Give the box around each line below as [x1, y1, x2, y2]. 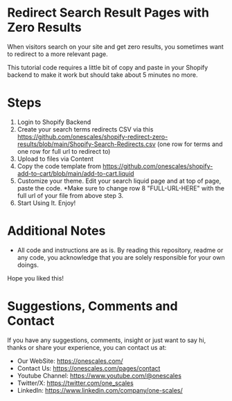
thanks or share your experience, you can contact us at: [7, 343, 167, 351]
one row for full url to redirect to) [17, 147, 111, 155]
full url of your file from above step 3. [17, 191, 124, 199]
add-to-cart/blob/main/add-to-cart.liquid [17, 169, 134, 177]
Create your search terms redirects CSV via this [17, 125, 154, 133]
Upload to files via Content [17, 154, 93, 163]
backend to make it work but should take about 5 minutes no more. [7, 71, 198, 79]
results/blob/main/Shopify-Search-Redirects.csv [17, 140, 156, 148]
